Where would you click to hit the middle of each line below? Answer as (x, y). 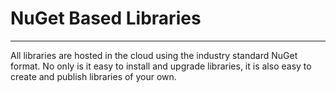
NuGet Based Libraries (106, 18)
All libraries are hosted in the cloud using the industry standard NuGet (154, 55)
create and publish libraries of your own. (93, 76)
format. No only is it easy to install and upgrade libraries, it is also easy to (161, 66)
